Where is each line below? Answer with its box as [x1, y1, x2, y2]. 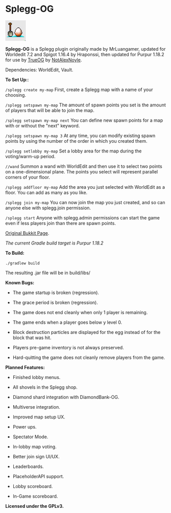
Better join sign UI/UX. [12, 453, 60, 459]
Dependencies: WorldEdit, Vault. [5, 66, 74, 73]
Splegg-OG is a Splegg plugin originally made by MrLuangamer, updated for [5, 46, 166, 52]
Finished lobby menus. [12, 374, 61, 380]
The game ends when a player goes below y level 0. [12, 319, 123, 325]
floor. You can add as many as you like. [5, 189, 88, 195]
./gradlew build [5, 260, 40, 266]
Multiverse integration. [12, 404, 60, 410]
